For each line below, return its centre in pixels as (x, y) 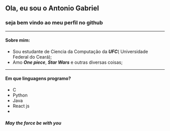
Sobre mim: (18, 40)
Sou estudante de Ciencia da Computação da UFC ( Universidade (80, 51)
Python (20, 95)
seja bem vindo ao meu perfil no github (54, 23)
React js (21, 106)
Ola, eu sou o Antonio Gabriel (52, 8)
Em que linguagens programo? (38, 78)
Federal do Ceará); (32, 57)
